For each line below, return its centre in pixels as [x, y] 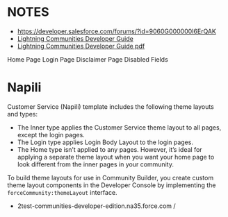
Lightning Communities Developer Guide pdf [81, 46]
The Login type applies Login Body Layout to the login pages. [105, 142]
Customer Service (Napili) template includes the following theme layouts [111, 106]
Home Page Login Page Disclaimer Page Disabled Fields [88, 59]
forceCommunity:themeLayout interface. [62, 192]
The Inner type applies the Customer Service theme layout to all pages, [119, 127]
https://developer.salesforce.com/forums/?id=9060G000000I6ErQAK [117, 31]
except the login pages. [51, 134]
